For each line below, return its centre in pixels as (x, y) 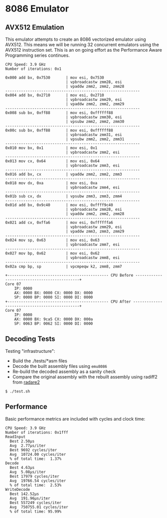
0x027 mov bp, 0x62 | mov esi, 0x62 (52, 253)
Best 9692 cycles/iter (33, 450)
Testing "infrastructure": (30, 351)
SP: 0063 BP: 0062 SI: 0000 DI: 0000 (54, 324)
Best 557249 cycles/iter (36, 502)
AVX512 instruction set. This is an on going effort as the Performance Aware (83, 50)
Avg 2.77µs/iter (28, 445)
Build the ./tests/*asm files (40, 361)
